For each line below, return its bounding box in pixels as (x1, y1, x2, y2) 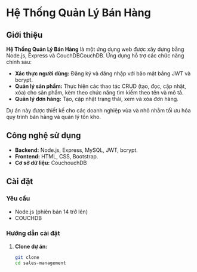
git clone (14, 254, 40, 260)
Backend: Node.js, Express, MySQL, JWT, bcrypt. (14, 146, 138, 154)
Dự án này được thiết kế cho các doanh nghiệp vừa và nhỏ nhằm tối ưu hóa (6, 107, 191, 114)
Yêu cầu (6, 194, 30, 203)
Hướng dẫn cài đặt (6, 229, 60, 237)
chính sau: (6, 59, 32, 65)
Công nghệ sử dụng (6, 130, 81, 140)
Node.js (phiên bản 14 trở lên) (14, 208, 88, 215)
